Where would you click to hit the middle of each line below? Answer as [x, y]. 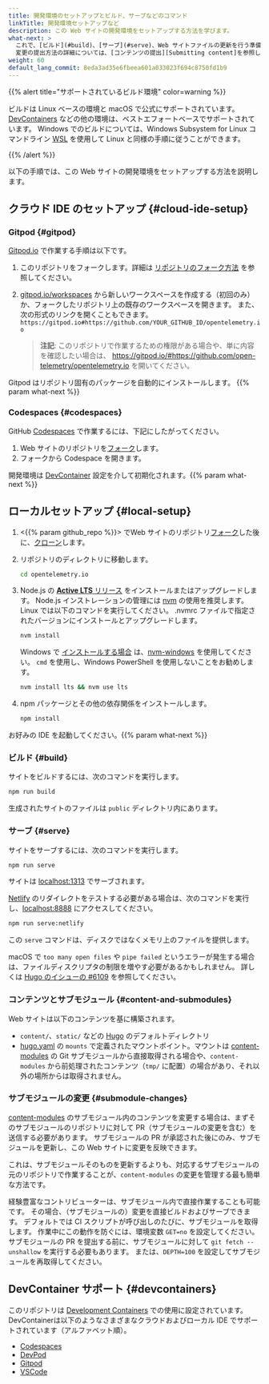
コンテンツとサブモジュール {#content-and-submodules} [120, 1000]
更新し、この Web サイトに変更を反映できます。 [122, 1147]
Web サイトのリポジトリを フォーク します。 [91, 448]
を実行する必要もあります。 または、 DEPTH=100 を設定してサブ [145, 1251]
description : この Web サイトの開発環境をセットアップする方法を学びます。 [121, 30]
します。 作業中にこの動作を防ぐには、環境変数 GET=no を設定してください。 [134, 1231]
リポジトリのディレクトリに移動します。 [86, 559]
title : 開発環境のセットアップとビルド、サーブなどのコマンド [98, 16]
